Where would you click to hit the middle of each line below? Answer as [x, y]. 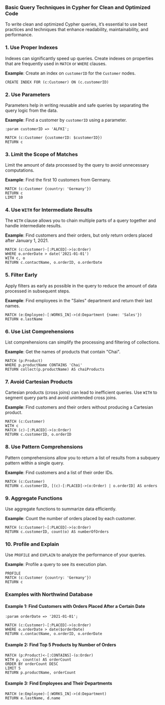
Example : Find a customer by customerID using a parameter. [66, 120]
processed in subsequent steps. [38, 291]
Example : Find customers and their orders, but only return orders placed [79, 235]
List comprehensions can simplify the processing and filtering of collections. [82, 342]
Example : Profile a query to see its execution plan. [56, 564]
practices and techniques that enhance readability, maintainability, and [77, 30]
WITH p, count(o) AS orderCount [38, 660]
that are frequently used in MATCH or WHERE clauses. [56, 64]
